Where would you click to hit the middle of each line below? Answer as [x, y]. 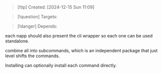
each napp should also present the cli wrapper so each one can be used [79, 36]
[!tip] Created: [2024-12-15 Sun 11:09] [56, 7]
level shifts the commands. [32, 56]
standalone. [17, 41]
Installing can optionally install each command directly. [61, 65]
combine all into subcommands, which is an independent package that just [81, 51]
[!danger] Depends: [37, 26]
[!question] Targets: [37, 17]
